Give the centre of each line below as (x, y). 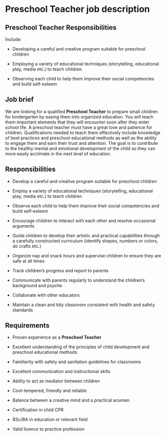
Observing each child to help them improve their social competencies (83, 79)
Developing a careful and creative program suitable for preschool (79, 49)
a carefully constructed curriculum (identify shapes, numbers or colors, (85, 241)
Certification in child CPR (38, 410)
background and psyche (37, 285)
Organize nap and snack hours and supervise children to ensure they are (87, 255)
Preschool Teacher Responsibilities (61, 28)
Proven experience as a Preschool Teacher (57, 337)
